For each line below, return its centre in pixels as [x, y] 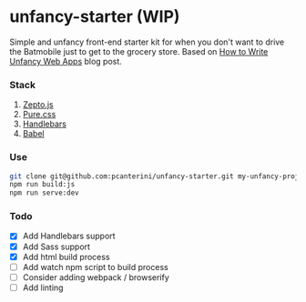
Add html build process [66, 257]
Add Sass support [56, 247]
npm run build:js [42, 185]
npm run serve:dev [44, 193]
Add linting [43, 287]
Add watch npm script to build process [95, 267]
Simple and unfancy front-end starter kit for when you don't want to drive [147, 42]
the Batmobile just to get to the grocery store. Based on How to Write [139, 51]
